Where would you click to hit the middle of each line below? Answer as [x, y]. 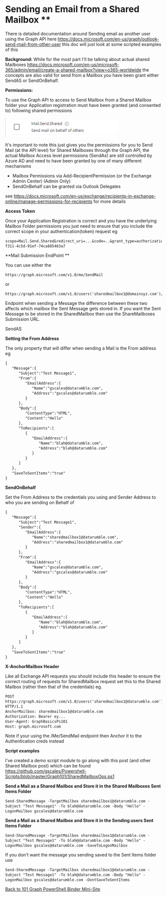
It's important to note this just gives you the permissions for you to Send [79, 145]
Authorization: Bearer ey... [35, 716]
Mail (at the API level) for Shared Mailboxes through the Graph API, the [77, 150]
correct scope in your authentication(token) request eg [61, 231]
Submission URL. [23, 319]
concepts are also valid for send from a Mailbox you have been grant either [82, 75]
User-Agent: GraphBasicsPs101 [37, 721]
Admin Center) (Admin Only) [42, 181]
